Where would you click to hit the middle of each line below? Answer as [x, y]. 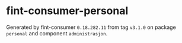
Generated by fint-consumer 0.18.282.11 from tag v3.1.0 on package [91, 27]
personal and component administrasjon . [57, 33]
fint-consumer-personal [67, 11]
